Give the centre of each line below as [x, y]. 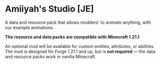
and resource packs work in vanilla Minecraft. [50, 56]
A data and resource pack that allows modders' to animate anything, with [78, 22]
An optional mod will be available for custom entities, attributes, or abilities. [80, 46]
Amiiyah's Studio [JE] [49, 9]
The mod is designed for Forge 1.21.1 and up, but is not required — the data [80, 51]
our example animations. [30, 27]
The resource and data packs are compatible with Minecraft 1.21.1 [72, 37]
